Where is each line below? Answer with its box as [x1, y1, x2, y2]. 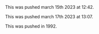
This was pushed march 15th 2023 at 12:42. [5, 4, 94, 10]
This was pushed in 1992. [5, 23, 57, 29]
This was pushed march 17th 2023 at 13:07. [5, 14, 93, 19]
